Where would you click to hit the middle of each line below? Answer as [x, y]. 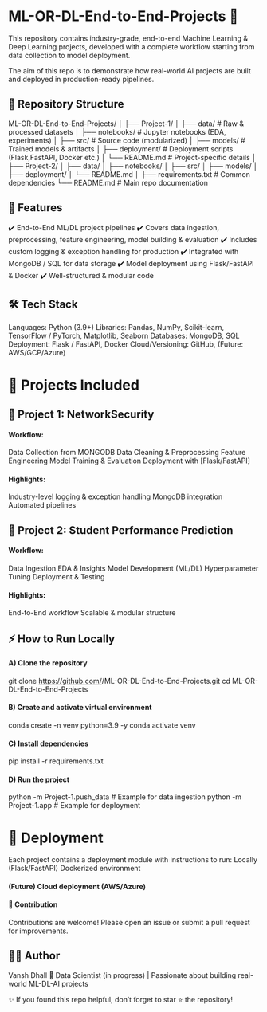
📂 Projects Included [74, 385]
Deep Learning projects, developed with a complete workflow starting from [132, 46]
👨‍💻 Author [34, 956]
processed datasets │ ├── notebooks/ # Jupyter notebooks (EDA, [117, 131]
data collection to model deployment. [69, 55]
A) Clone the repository [48, 663]
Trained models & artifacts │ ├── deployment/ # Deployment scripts [121, 149]
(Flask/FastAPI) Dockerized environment [75, 869]
